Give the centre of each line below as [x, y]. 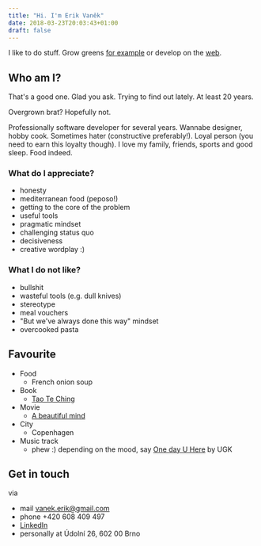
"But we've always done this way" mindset [89, 321]
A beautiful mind [58, 415]
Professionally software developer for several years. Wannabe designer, [125, 128]
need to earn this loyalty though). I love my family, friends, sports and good [130, 144]
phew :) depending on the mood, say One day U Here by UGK [132, 449]
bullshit [32, 287]
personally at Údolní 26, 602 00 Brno [80, 534]
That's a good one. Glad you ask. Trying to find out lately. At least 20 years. [131, 97]
